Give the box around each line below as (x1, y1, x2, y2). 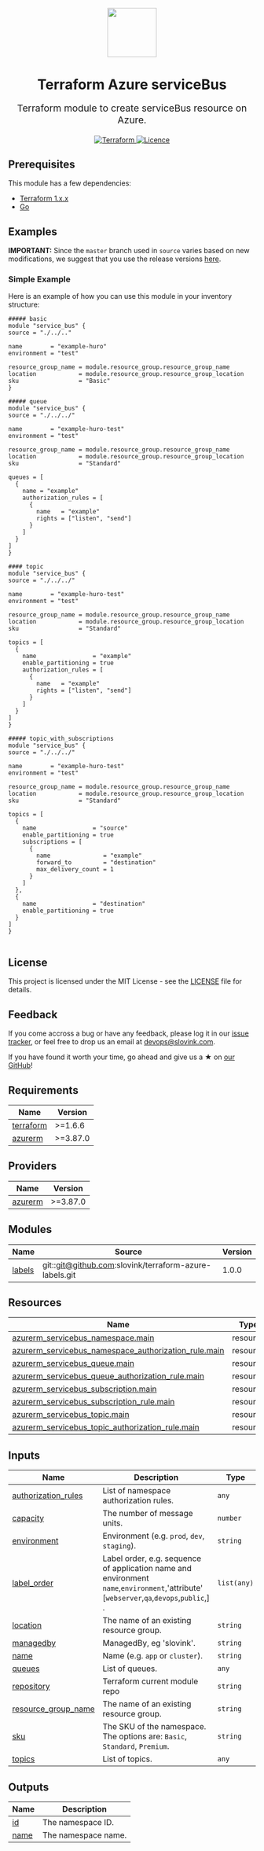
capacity (12, 1513, 45, 1524)
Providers (8, 1160, 57, 1173)
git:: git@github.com (42, 1259, 115, 1270)
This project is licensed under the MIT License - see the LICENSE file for (8, 977, 242, 986)
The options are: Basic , (102, 1731, 187, 1742)
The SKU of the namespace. (102, 1721, 207, 1732)
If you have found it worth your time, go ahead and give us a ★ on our (8, 1052, 236, 1062)
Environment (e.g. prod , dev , (102, 1530, 205, 1541)
